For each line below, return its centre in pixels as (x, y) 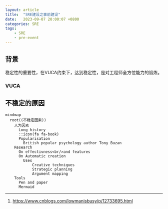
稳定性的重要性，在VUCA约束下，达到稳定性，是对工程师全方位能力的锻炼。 (84, 72)
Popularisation (34, 139)
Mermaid (26, 187)
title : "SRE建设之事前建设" (33, 15)
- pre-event (26, 38)
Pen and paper (33, 183)
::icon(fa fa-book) (38, 134)
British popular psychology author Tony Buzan (72, 143)
